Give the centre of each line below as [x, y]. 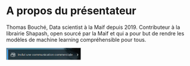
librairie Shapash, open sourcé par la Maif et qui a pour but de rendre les [95, 33]
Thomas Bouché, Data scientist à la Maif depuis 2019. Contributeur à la [93, 27]
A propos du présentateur [71, 11]
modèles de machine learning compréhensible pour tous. [76, 39]
